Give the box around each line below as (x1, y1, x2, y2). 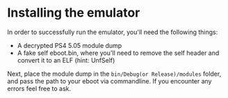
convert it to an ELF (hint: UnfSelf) (17, 56, 115, 64)
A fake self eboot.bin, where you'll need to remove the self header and (17, 49, 220, 57)
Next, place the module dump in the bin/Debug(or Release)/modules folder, (7, 70, 222, 78)
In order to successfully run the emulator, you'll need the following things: (7, 28, 218, 36)
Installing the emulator (7, 5, 140, 21)
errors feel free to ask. (7, 84, 72, 92)
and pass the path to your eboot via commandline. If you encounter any (7, 76, 212, 85)
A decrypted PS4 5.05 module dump (17, 41, 122, 49)
